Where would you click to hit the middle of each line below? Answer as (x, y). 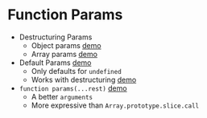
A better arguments (62, 96)
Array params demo (64, 54)
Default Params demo (55, 63)
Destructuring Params (56, 37)
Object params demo (66, 45)
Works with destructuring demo (84, 79)
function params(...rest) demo (73, 88)
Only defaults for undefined (76, 71)
